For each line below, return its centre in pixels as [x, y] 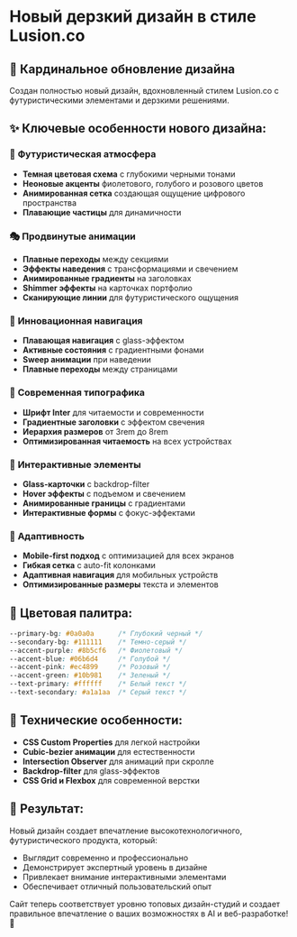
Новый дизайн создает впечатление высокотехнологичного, [126, 831]
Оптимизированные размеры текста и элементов [120, 584]
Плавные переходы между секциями [95, 259]
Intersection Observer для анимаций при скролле [118, 761]
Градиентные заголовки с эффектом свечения [113, 422]
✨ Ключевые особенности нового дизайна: [138, 129]
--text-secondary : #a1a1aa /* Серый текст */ [98, 693]
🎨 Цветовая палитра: [71, 613]
